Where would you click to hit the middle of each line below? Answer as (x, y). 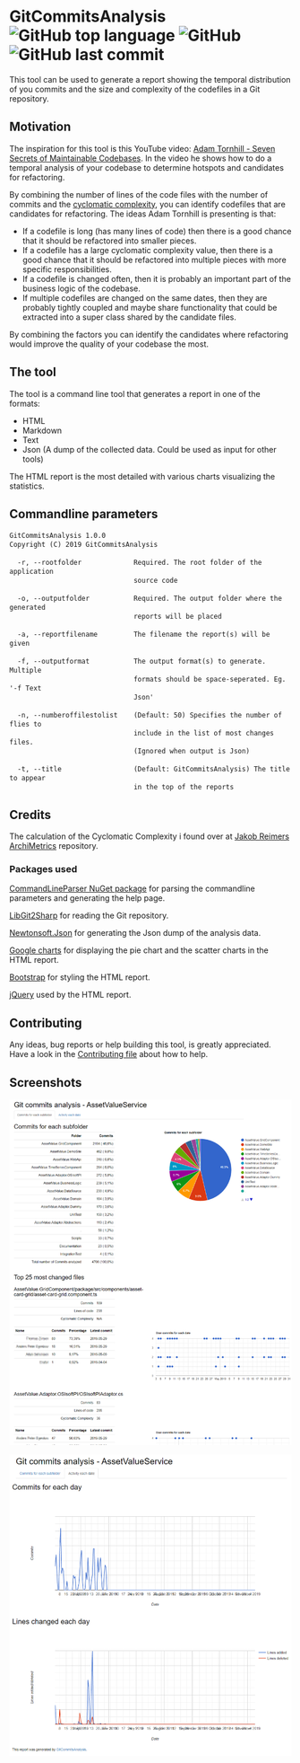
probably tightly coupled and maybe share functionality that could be (150, 307)
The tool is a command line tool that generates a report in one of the (135, 393)
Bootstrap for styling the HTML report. (80, 977)
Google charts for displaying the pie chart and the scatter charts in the (139, 950)
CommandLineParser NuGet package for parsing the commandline (132, 889)
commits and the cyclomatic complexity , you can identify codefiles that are (148, 204)
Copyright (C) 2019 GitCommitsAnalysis (84, 545)
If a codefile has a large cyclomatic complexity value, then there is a (147, 250)
